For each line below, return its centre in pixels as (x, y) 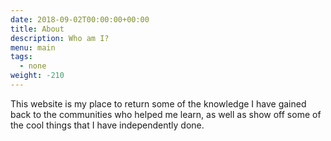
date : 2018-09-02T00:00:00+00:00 (80, 19)
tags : (21, 57)
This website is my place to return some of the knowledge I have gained (158, 103)
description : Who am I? (60, 38)
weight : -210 (37, 76)
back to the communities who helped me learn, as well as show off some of (166, 114)
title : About (37, 29)
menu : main (33, 47)
